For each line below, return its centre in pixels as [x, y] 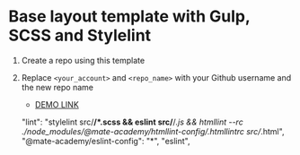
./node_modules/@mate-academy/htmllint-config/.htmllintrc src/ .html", [153, 131]
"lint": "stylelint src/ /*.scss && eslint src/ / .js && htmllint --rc [132, 122]
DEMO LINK [57, 104]
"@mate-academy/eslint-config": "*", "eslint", [106, 141]
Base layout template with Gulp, [129, 17]
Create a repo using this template [83, 60]
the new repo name [57, 87]
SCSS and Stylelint [80, 35]
